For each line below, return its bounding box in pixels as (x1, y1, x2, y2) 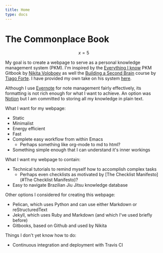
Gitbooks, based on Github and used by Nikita (12, 223, 107, 229)
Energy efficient (12, 126, 45, 132)
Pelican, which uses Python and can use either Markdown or (12, 202, 137, 208)
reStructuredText (12, 207, 48, 213)
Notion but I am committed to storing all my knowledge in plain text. (5, 96, 144, 102)
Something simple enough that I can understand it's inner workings (12, 147, 151, 153)
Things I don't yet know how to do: (5, 233, 76, 239)
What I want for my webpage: (5, 105, 66, 111)
